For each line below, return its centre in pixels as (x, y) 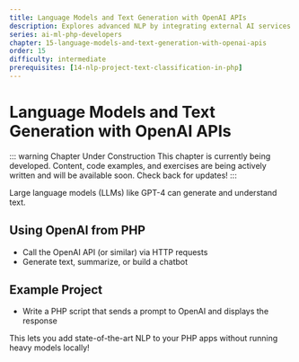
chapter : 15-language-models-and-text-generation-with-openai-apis (138, 43)
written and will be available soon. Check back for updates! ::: (123, 175)
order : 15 (28, 51)
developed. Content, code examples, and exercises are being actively (138, 165)
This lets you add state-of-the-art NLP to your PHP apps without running (144, 339)
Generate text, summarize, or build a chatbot (105, 261)
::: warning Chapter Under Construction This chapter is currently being (140, 156)
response (40, 321)
